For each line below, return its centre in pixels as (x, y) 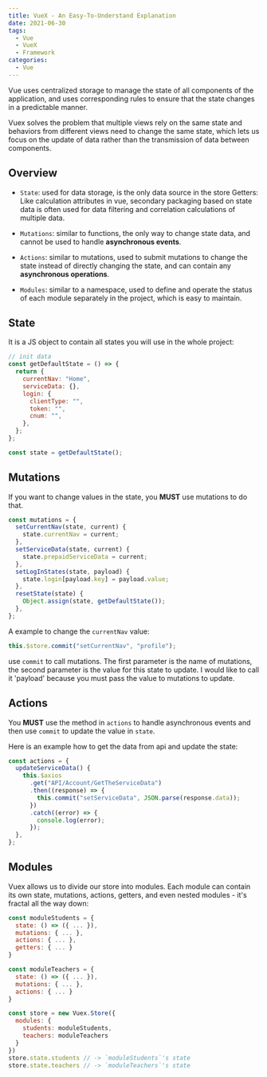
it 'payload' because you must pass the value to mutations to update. (122, 678)
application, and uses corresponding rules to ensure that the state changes (132, 98)
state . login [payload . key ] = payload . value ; (96, 579)
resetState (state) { (49, 594)
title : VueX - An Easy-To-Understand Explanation (92, 16)
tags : (17, 30)
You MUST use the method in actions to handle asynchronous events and (130, 722)
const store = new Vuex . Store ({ (62, 1013)
